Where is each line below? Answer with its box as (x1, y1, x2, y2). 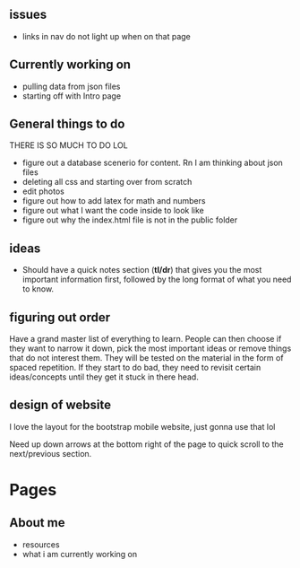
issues (9, 7, 47, 22)
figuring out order (9, 310, 111, 325)
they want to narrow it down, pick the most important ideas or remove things (9, 343, 292, 354)
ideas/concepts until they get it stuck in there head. (9, 371, 199, 382)
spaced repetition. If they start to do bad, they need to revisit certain (9, 363, 261, 373)
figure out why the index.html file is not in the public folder (21, 214, 238, 225)
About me (9, 515, 65, 530)
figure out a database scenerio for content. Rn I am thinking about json (21, 157, 284, 169)
